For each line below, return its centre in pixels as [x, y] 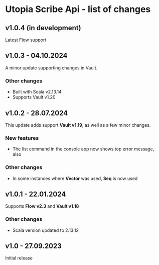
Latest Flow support [26, 40]
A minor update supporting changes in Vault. [51, 68]
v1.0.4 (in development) [43, 28]
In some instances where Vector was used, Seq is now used [75, 178]
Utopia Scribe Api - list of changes [78, 9]
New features [22, 138]
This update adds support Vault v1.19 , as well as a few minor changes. [78, 125]
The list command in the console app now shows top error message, [83, 149]
